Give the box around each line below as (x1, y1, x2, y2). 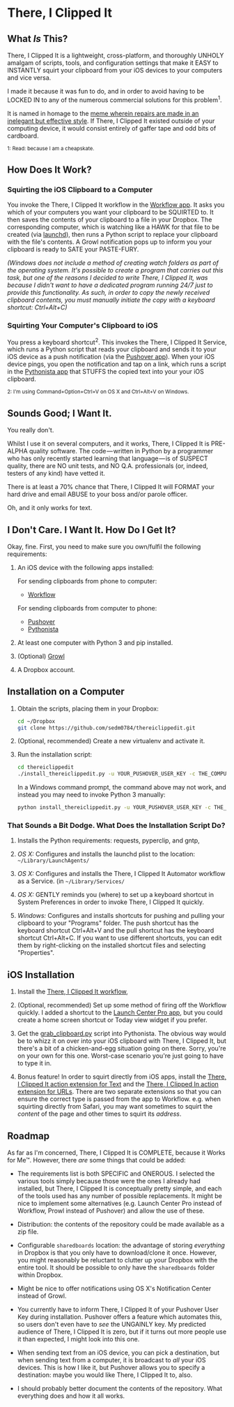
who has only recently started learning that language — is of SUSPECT (7, 454, 208, 462)
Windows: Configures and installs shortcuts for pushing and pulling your (17, 912, 225, 920)
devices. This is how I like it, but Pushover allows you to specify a (17, 1364, 205, 1372)
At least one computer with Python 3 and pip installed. (17, 638, 173, 647)
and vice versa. (7, 73, 52, 82)
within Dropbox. (17, 1271, 63, 1279)
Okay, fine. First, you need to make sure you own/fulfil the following (7, 542, 201, 551)
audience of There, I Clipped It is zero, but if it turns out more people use (17, 1327, 227, 1336)
